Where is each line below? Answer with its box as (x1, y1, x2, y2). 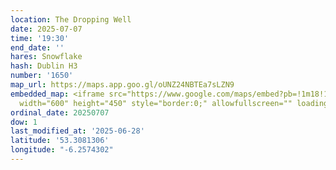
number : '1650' (10, 71, 74, 81)
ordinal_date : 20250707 (10, 107, 110, 118)
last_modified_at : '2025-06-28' (10, 126, 145, 136)
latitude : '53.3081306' (10, 136, 110, 146)
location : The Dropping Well (10, 14, 132, 25)
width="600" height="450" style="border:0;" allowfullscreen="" (19, 98, 293, 108)
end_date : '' (10, 42, 65, 53)
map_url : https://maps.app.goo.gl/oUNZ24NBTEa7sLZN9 (10, 80, 235, 90)
